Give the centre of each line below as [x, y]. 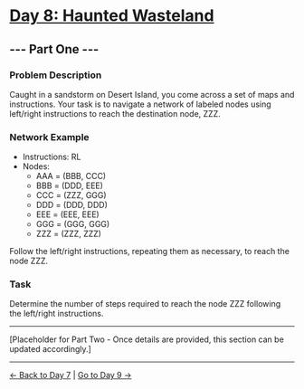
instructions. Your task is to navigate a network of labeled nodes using [140, 104]
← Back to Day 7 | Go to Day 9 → [71, 375]
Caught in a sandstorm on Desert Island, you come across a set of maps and [152, 94]
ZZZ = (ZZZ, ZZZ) [69, 234]
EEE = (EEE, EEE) [67, 214]
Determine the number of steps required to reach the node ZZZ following [145, 304]
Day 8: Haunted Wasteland [112, 16]
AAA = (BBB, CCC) [71, 176]
